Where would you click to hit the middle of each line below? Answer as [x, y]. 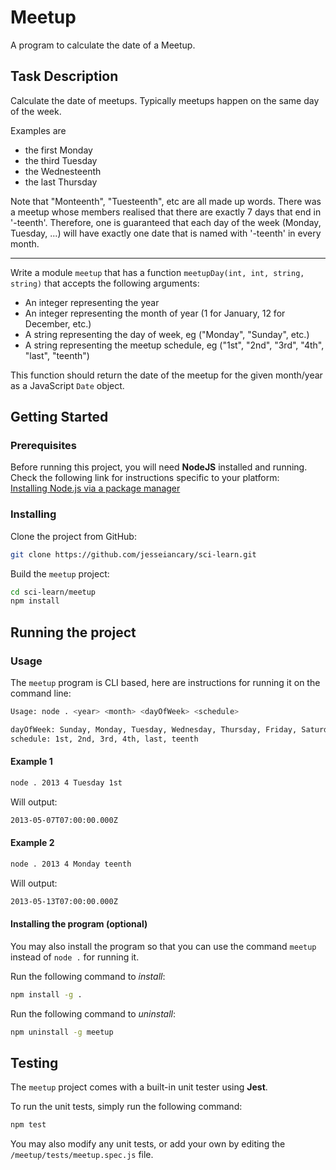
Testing [34, 1062]
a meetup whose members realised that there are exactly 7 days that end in [166, 212]
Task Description [64, 76]
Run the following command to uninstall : [93, 1013]
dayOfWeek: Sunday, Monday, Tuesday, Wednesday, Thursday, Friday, [154, 729]
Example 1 [31, 762]
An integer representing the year [92, 302]
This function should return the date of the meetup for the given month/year [166, 375]
